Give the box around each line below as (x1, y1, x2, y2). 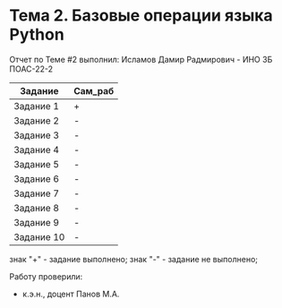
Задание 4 (13, 143, 60, 156)
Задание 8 (13, 201, 60, 214)
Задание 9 (13, 216, 60, 228)
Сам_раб (73, 84, 115, 97)
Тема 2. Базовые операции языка (9, 5, 273, 26)
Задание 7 (13, 187, 60, 200)
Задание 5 (13, 158, 60, 170)
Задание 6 (13, 172, 60, 184)
